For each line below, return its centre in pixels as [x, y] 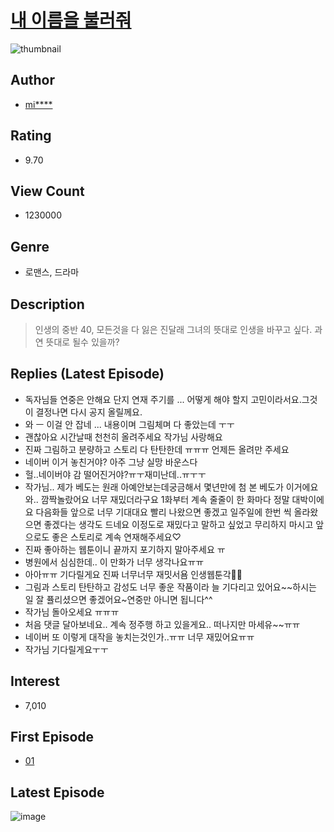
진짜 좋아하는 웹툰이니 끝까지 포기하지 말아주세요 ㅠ [125, 549]
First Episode [52, 737]
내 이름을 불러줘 [71, 20]
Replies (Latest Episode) [87, 374]
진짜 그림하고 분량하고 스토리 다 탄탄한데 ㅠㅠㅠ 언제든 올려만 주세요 [157, 449]
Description [47, 304]
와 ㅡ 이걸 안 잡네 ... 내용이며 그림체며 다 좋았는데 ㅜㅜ [129, 424]
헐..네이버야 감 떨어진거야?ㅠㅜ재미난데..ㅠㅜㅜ [115, 474]
